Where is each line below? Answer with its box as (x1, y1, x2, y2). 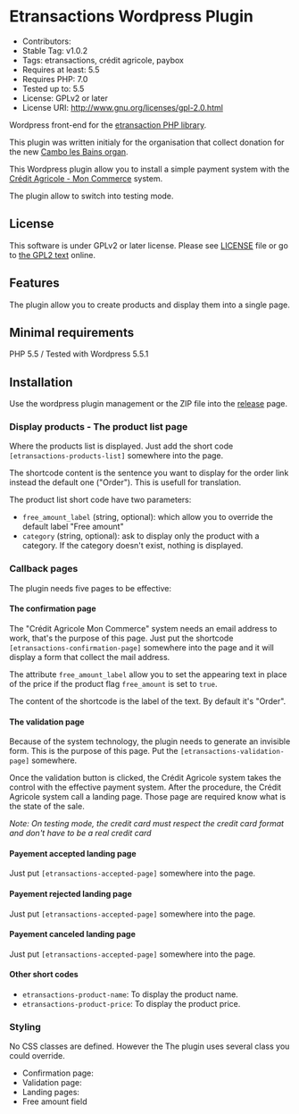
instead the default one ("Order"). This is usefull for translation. (9, 477, 242, 488)
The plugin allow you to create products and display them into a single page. (9, 299, 290, 310)
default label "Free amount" (21, 521, 124, 532)
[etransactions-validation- (179, 748, 285, 757)
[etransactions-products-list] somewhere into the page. (9, 450, 224, 461)
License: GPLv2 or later (21, 92, 109, 104)
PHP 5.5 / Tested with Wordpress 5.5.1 (9, 348, 149, 359)
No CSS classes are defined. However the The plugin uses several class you (9, 1041, 290, 1051)
